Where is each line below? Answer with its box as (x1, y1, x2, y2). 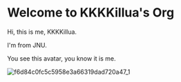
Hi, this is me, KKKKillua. (7, 28, 77, 36)
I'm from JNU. (7, 41, 47, 49)
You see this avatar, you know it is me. (7, 54, 116, 63)
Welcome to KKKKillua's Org (7, 5, 175, 21)
